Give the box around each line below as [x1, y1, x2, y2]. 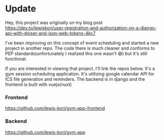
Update [5, 3, 36, 14]
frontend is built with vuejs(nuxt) [5, 81, 72, 87]
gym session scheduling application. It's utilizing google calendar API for [5, 70, 155, 76]
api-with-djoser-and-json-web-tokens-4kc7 [5, 30, 96, 36]
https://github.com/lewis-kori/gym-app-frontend [5, 105, 105, 111]
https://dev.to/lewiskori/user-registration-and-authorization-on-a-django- [5, 24, 157, 30]
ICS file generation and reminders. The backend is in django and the [5, 76, 146, 82]
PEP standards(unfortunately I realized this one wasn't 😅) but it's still [5, 50, 148, 56]
